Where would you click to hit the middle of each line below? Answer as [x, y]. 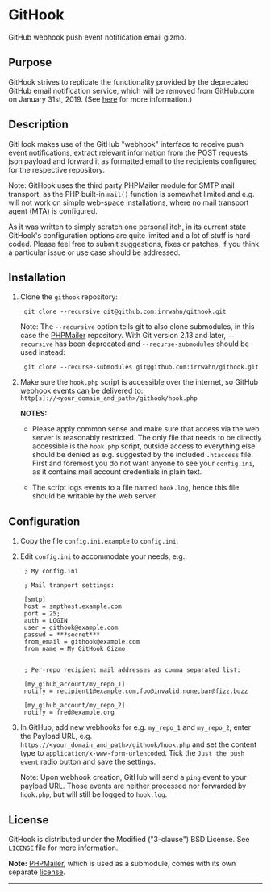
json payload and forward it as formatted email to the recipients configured [133, 161]
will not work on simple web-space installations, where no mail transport [129, 202]
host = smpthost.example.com [73, 606]
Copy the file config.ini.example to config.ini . [99, 541]
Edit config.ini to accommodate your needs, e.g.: [104, 556]
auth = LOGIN [46, 621]
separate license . [37, 872]
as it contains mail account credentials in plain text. [117, 472]
